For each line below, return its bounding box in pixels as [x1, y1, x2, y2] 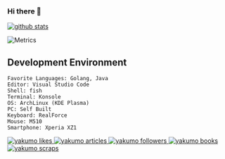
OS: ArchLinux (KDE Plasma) [7, 100, 90, 107]
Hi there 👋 [7, 6, 42, 16]
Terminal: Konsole [7, 94, 61, 101]
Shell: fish [7, 87, 42, 94]
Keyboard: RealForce [7, 112, 68, 119]
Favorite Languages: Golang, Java [7, 75, 109, 82]
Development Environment [7, 56, 127, 68]
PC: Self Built [7, 106, 52, 113]
